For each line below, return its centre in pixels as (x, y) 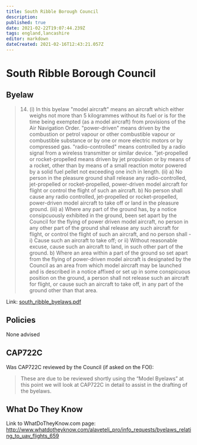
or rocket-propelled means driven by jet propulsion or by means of (110, 159)
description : (22, 17)
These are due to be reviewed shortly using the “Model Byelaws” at (102, 378)
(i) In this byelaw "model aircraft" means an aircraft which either (106, 109)
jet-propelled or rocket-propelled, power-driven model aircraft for (108, 184)
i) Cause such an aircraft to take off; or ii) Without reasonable (103, 240)
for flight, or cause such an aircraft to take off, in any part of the (106, 284)
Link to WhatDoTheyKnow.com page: (51, 423)
